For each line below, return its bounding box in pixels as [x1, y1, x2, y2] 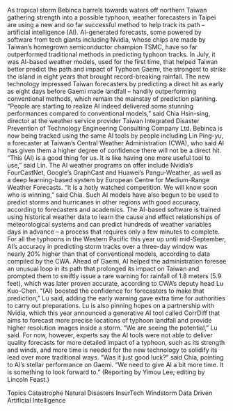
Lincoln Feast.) [7, 376, 50, 383]
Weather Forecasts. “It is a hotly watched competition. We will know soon [7, 184, 218, 191]
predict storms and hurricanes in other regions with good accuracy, [7, 198, 201, 206]
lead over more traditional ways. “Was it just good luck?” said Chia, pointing [7, 353, 224, 361]
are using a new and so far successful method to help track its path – [7, 21, 205, 29]
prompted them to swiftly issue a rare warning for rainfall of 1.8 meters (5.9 [7, 272, 222, 280]
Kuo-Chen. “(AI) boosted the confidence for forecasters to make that [7, 287, 204, 295]
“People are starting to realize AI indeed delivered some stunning [7, 102, 193, 110]
